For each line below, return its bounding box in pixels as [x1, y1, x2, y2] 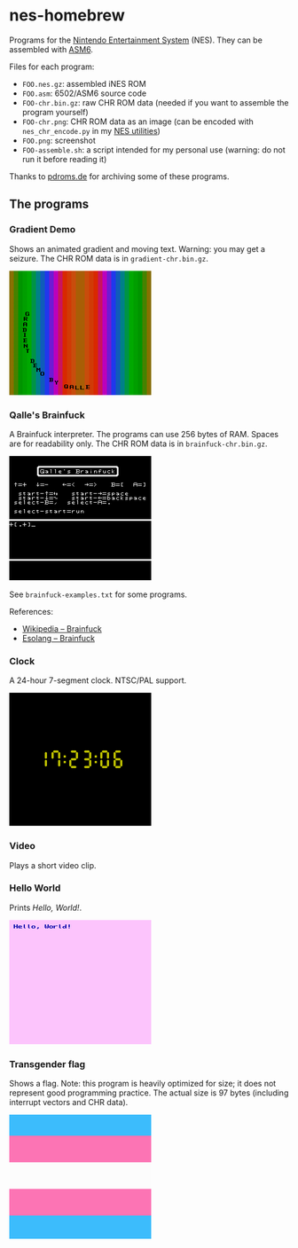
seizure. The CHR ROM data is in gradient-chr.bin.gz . [9, 253, 208, 263]
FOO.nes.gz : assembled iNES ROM [21, 78, 146, 89]
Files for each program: [9, 61, 95, 72]
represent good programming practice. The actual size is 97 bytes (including [9, 1087, 289, 1098]
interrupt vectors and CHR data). [9, 1097, 129, 1108]
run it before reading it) [21, 153, 107, 164]
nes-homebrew [9, 5, 126, 26]
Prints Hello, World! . [9, 902, 82, 913]
